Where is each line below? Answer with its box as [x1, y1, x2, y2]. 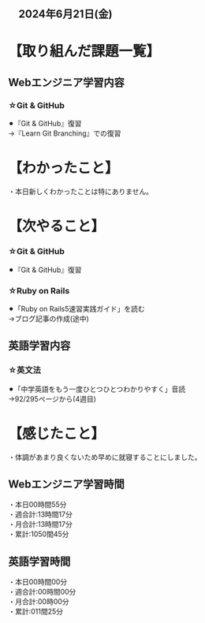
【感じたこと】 [8, 424, 106, 442]
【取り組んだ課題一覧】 [8, 42, 161, 60]
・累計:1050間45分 [8, 529, 69, 539]
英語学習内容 [8, 339, 71, 353]
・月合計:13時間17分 [8, 520, 73, 529]
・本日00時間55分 [8, 500, 67, 509]
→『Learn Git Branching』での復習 [8, 129, 121, 138]
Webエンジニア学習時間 [8, 478, 125, 491]
